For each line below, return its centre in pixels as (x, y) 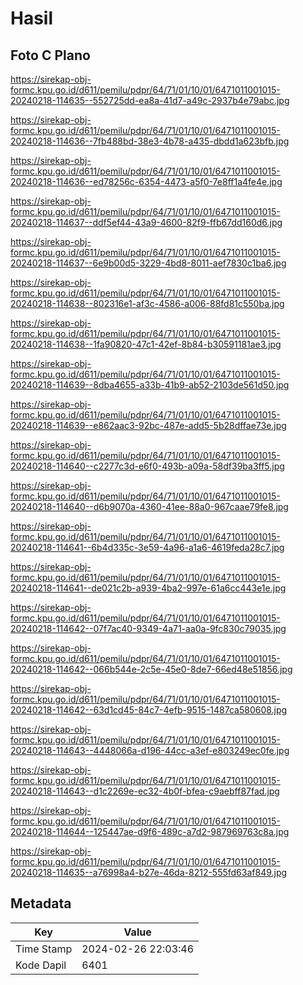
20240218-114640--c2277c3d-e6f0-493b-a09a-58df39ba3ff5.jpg (147, 466)
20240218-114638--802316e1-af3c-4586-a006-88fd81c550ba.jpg (147, 303)
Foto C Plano (50, 55)
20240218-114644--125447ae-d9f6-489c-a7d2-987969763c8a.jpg (150, 831)
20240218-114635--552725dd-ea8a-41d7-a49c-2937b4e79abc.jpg (150, 100)
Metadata (41, 903)
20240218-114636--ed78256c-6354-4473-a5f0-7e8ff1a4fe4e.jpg (146, 181)
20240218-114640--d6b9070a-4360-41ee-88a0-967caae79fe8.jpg (149, 506)
